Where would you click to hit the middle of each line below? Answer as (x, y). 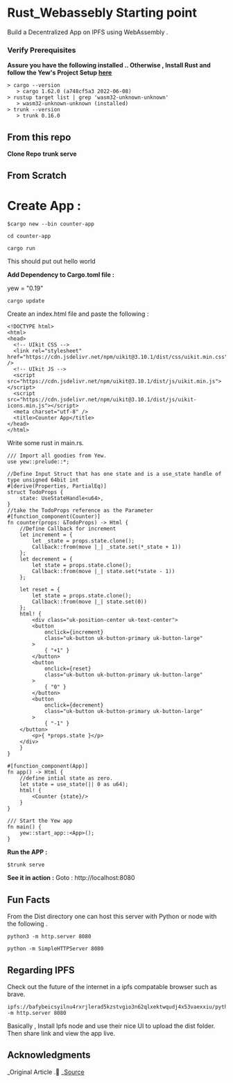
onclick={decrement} (74, 705)
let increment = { (46, 535)
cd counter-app (29, 236)
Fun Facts (29, 900)
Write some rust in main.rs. (46, 443)
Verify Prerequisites (42, 50)
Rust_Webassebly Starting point (102, 13)
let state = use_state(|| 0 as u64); (74, 785)
